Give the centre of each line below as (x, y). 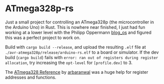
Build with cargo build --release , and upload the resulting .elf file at (75, 47)
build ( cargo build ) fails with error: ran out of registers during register (82, 57)
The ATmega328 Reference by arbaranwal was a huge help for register (77, 72)
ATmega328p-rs (39, 9)
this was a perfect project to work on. (43, 38)
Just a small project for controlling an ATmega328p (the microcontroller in (80, 22)
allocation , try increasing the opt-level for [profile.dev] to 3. (69, 63)
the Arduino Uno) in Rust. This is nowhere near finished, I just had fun (75, 27)
